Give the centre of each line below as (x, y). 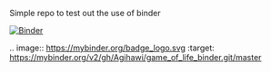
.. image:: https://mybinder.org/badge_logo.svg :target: (112, 48)
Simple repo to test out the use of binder (85, 13)
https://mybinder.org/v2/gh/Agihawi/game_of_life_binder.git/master (135, 57)
